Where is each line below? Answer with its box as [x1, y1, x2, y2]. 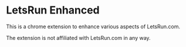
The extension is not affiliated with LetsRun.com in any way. [6, 34, 151, 41]
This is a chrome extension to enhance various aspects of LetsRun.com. [6, 23, 181, 30]
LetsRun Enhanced [6, 4, 100, 17]
